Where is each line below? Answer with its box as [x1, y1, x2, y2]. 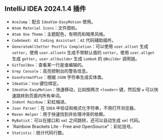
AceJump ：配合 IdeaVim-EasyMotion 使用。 [11, 19, 96, 25]
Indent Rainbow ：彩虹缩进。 [11, 99, 69, 105]
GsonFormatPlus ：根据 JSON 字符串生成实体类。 [11, 74, 106, 80]
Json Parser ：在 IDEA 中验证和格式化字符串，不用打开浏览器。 [11, 105, 138, 111]
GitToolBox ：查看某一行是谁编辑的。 [11, 62, 86, 68]
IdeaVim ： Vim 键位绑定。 [11, 80, 62, 86]
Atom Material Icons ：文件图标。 [11, 25, 80, 31]
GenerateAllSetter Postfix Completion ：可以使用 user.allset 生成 [11, 43, 149, 49]
